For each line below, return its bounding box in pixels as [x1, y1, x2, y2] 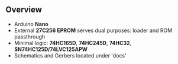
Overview [5, 5, 43, 15]
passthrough [14, 33, 46, 40]
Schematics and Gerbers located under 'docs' [14, 52, 127, 59]
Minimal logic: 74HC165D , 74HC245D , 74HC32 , [14, 39, 132, 46]
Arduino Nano [14, 20, 48, 27]
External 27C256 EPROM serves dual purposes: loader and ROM [14, 27, 173, 34]
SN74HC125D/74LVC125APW [14, 46, 88, 53]
